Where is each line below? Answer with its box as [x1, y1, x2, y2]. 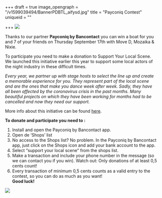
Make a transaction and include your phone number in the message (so [12, 152, 155, 158]
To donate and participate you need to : [5, 118, 86, 123]
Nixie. [5, 44, 17, 50]
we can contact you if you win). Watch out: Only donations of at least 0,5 [12, 158, 157, 164]
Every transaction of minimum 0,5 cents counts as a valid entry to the [12, 168, 151, 174]
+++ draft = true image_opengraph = [5, 4, 78, 10]
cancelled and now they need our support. [5, 99, 90, 105]
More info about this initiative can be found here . [5, 108, 102, 114]
